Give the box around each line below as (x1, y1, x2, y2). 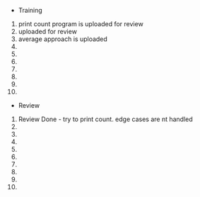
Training (18, 6, 43, 14)
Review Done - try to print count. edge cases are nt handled (18, 115, 193, 123)
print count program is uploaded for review (18, 20, 143, 28)
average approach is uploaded (18, 35, 108, 43)
